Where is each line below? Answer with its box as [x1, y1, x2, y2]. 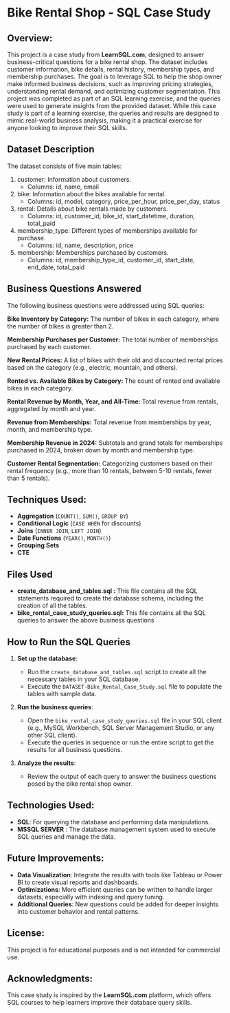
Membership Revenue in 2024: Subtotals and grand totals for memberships [7, 439, 223, 447]
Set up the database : [16, 654, 78, 662]
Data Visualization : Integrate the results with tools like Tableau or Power [16, 870, 222, 879]
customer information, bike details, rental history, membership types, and [7, 65, 214, 73]
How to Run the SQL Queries [7, 636, 131, 648]
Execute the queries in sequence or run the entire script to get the [27, 738, 214, 746]
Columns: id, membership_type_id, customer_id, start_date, [27, 255, 196, 264]
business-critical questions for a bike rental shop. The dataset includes [7, 58, 208, 66]
